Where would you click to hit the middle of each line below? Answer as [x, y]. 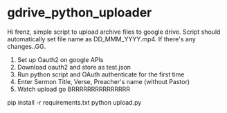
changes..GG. [27, 46]
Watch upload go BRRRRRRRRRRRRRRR [73, 89]
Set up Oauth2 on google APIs [60, 59]
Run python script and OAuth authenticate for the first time [101, 74]
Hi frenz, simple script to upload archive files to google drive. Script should [114, 32]
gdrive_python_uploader [80, 13]
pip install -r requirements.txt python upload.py [74, 102]
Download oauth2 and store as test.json [74, 67]
